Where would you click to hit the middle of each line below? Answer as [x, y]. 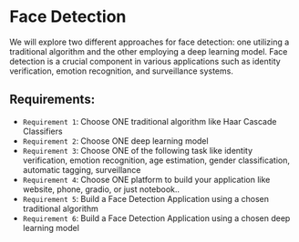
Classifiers [42, 131]
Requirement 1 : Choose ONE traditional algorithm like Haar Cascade [149, 121]
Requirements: [52, 100]
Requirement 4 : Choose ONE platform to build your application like [146, 179]
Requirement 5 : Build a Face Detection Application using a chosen [146, 198]
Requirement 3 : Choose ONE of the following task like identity [138, 150]
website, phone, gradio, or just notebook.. [101, 189]
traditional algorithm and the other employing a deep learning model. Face [149, 51]
